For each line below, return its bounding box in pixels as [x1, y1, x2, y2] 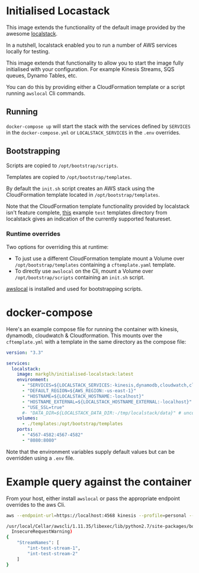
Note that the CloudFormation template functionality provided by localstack [6, 203, 190, 210]
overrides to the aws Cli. [6, 501, 66, 508]
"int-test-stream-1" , [27, 545, 81, 552]
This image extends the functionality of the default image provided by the [6, 24, 185, 31]
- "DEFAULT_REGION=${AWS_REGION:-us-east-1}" [21, 388, 136, 394]
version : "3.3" [6, 350, 44, 356]
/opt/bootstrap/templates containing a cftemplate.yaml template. [14, 261, 176, 268]
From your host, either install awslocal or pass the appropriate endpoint [6, 495, 181, 502]
